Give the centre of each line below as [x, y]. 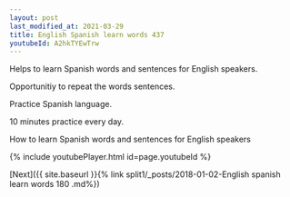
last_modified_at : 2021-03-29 [67, 26]
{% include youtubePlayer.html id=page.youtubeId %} [110, 157]
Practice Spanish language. [60, 104]
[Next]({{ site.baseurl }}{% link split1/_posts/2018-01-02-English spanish [145, 174]
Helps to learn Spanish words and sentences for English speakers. [134, 69]
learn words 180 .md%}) [55, 184]
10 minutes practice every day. [67, 122]
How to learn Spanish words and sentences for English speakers [130, 139]
